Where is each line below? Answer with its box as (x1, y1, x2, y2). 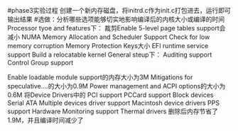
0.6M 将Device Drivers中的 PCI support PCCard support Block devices (7, 91, 214, 99)
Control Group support (7, 59, 74, 67)
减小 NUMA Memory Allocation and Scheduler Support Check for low (7, 33, 210, 41)
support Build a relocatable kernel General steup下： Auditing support (7, 50, 212, 59)
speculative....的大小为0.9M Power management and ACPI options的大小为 (7, 82, 226, 90)
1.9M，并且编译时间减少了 (7, 116, 84, 124)
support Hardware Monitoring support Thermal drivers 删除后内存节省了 (7, 107, 219, 115)
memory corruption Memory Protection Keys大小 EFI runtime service (7, 42, 209, 50)
